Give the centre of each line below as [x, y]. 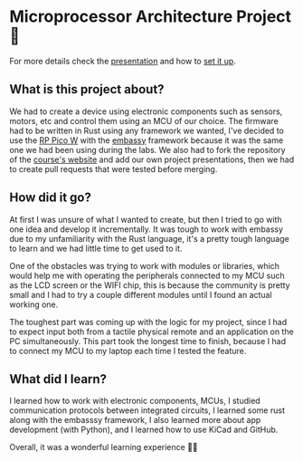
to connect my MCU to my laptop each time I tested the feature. [128, 351]
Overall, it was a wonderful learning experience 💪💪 [104, 447]
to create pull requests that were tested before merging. [114, 168]
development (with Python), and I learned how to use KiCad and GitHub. [144, 430]
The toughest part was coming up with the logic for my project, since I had [148, 322]
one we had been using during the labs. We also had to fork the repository [148, 149]
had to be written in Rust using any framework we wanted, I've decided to [147, 130]
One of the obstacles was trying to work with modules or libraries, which [145, 265]
